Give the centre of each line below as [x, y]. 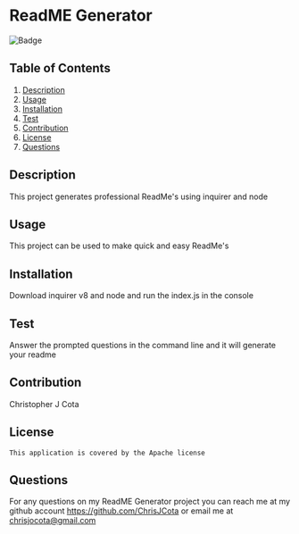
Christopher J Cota [44, 404]
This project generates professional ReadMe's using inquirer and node [139, 196]
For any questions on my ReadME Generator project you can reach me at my [150, 502]
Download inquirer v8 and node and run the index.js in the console [132, 296]
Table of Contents [60, 68]
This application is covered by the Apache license [107, 453]
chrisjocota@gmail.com [53, 521]
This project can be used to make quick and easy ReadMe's [119, 246]
